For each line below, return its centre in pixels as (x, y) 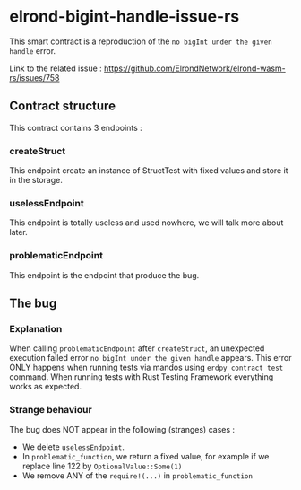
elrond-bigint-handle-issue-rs (125, 17)
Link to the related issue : (56, 68)
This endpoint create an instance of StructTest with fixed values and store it (149, 171)
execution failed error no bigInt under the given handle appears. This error (150, 358)
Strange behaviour (51, 410)
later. (19, 232)
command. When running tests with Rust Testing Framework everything (142, 377)
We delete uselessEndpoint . (73, 447)
